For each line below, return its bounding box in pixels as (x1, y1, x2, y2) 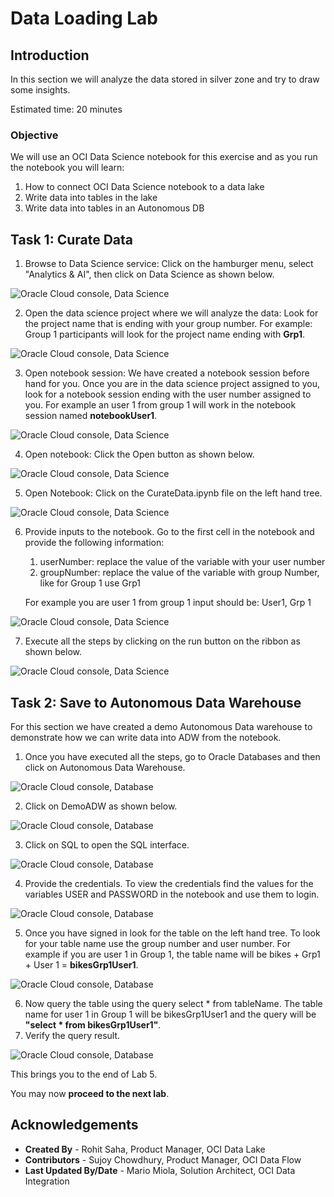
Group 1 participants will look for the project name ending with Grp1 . (24, 328, 305, 341)
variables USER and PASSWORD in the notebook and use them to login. (24, 888, 320, 900)
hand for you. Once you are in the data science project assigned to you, (24, 378, 321, 390)
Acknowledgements (10, 1117, 139, 1134)
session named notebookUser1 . (24, 410, 158, 422)
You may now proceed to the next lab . (10, 1087, 170, 1099)
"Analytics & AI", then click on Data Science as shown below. (24, 268, 275, 281)
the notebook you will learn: (10, 162, 125, 174)
